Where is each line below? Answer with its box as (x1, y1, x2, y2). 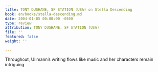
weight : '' (5, 39, 27, 44)
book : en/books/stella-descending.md (5, 12, 82, 17)
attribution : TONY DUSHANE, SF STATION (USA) (5, 25, 99, 30)
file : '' (5, 30, 23, 35)
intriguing (5, 61, 24, 67)
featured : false (5, 35, 38, 39)
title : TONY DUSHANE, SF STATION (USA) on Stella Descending (5, 7, 133, 12)
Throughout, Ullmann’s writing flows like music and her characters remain (5, 56, 154, 62)
